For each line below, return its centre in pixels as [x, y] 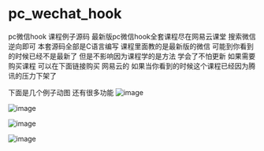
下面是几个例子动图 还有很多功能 [61, 92]
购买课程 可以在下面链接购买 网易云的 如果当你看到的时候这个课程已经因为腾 [132, 66]
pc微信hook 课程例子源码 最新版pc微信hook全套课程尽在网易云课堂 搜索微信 [132, 36]
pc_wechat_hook [65, 14]
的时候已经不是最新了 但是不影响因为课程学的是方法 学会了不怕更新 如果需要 [132, 56]
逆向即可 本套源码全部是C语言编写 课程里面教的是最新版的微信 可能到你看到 [131, 46]
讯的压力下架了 [32, 75]
